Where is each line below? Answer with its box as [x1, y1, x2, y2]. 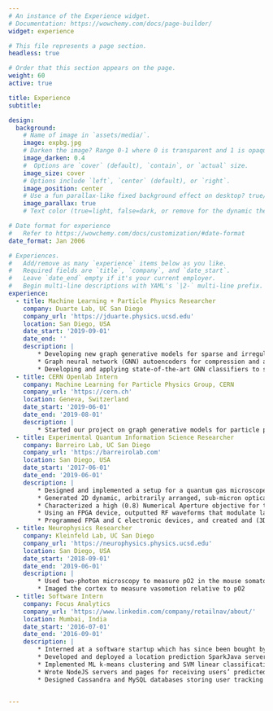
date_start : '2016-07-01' [23, 622, 111, 631]
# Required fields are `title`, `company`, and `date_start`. [8, 266, 231, 275]
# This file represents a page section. [8, 42, 148, 50]
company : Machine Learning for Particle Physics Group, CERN [23, 380, 234, 388]
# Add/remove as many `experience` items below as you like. [8, 259, 227, 267]
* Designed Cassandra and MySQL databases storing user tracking [37, 675, 264, 684]
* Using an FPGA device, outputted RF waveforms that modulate [37, 509, 256, 517]
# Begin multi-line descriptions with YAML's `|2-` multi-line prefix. [8, 282, 264, 290]
